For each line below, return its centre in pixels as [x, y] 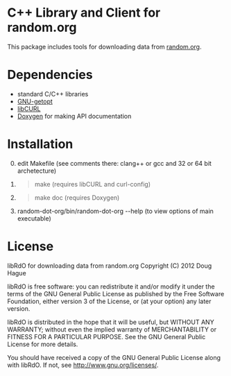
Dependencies [50, 75]
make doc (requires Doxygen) [77, 197]
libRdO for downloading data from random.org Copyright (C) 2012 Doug [110, 266]
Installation [40, 144]
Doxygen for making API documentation [74, 116]
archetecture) [37, 171]
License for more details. [43, 344]
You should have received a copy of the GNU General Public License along [114, 357]
